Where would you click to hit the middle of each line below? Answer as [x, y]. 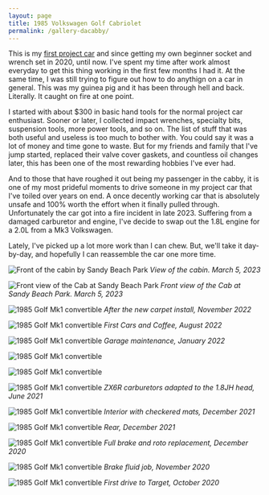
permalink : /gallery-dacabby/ [59, 31]
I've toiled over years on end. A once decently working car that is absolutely [134, 196]
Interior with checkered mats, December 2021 [179, 412]
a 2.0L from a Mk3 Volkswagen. [61, 230]
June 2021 [26, 396]
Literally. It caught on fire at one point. [71, 97]
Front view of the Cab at [200, 286]
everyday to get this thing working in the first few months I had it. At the [127, 71]
